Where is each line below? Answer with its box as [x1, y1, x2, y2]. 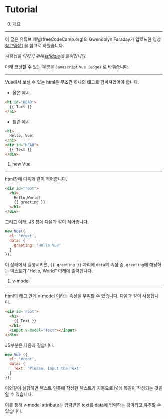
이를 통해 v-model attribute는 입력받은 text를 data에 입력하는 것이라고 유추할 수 [5, 402, 161, 408]
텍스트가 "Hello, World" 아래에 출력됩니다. [10, 268, 93, 274]
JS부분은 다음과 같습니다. [5, 342, 55, 348]
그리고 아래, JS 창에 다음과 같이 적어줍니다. [5, 219, 89, 225]
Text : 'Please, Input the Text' [14, 366, 81, 371]
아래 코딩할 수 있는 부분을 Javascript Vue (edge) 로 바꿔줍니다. [5, 64, 130, 70]
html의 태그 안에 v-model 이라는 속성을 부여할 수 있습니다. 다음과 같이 [5, 293, 141, 299]
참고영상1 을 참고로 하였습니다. [5, 42, 64, 48]
